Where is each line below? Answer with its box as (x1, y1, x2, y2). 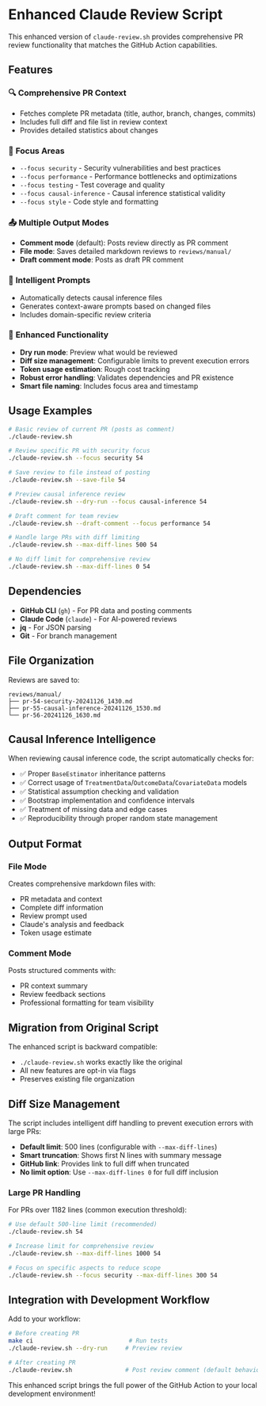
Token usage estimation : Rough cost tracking (19, 364, 170, 374)
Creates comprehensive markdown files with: (8, 879, 156, 888)
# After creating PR (8, 1358, 77, 1366)
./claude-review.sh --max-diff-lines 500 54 (8, 541, 158, 549)
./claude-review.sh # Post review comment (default (8, 1366, 232, 1373)
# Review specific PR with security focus (8, 446, 150, 455)
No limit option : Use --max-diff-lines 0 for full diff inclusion (19, 1167, 219, 1177)
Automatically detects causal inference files (19, 293, 162, 302)
